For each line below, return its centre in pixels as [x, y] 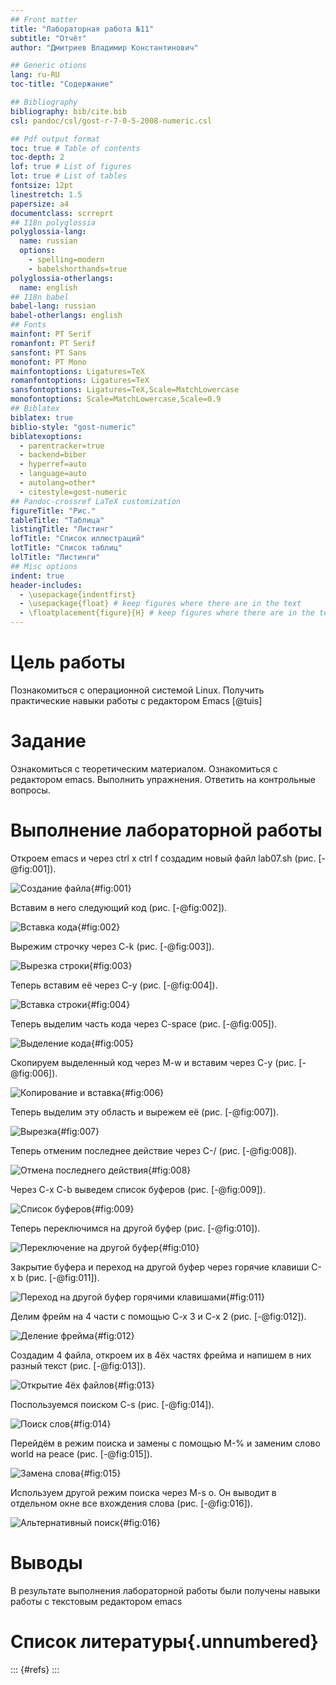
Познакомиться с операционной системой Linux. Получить [137, 690]
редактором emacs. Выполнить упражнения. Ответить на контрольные [163, 779]
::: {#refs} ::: [35, 1669]
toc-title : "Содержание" [62, 84]
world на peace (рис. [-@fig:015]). [81, 1453]
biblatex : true [42, 417]
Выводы [46, 1563]
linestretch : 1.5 [46, 194]
